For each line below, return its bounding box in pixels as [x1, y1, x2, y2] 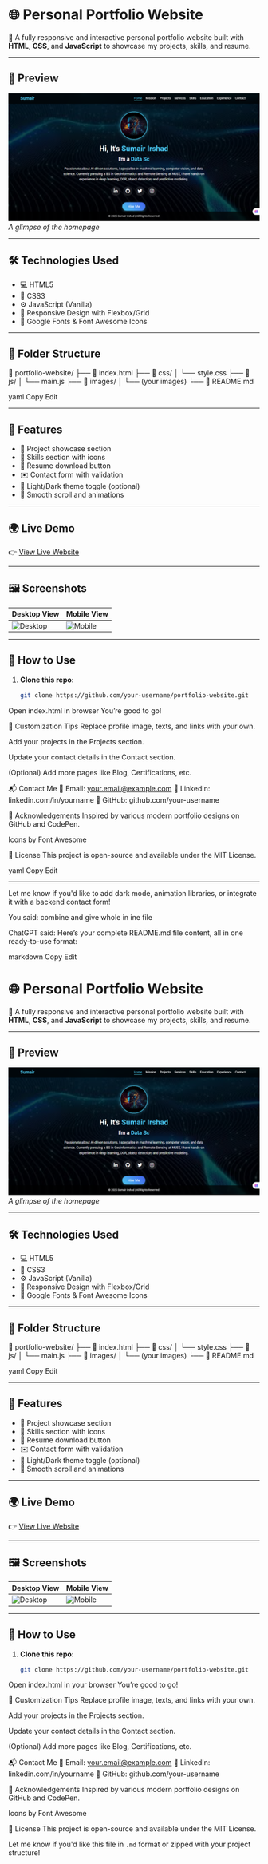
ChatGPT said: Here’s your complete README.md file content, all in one [8, 928, 243, 938]
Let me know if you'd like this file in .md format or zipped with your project [8, 1839, 251, 1850]
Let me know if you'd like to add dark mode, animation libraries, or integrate [8, 888, 257, 898]
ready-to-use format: [8, 936, 78, 946]
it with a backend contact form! [8, 897, 111, 906]
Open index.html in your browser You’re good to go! [8, 1680, 179, 1690]
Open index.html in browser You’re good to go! [8, 705, 162, 716]
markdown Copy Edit [8, 952, 77, 962]
